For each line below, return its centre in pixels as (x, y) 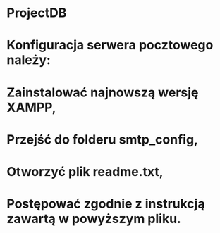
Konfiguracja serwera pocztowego (110, 45)
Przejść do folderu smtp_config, (103, 139)
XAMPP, (32, 107)
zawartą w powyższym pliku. (94, 219)
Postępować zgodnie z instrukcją (106, 204)
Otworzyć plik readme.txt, (85, 171)
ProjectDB (37, 13)
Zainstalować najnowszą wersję (103, 92)
